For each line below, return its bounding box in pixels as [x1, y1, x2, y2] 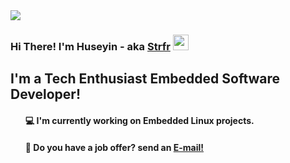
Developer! [10, 86, 81, 103]
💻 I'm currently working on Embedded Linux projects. [24, 114, 255, 126]
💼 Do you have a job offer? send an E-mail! [24, 141, 204, 153]
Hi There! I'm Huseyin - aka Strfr [10, 39, 171, 53]
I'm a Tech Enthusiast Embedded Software [10, 70, 281, 88]
